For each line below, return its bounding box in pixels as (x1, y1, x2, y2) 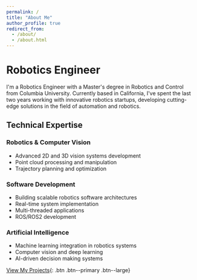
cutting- (167, 96, 187, 103)
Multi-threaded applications (15, 207, 85, 214)
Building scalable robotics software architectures (15, 193, 137, 201)
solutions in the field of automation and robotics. (20, 102, 141, 110)
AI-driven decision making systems (15, 255, 103, 262)
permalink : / (6, 8, 39, 15)
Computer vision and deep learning (15, 248, 103, 256)
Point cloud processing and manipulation (15, 158, 117, 165)
